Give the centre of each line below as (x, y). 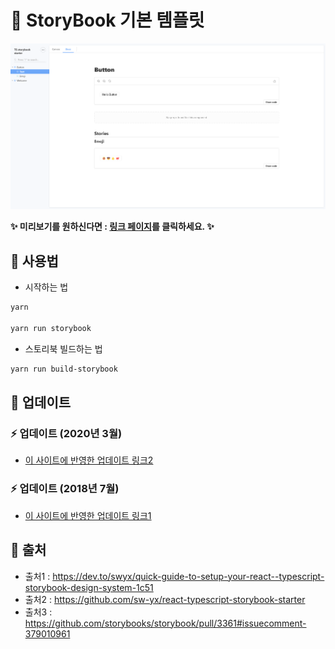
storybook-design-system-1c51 (89, 587)
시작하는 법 (46, 287)
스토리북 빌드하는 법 (63, 348)
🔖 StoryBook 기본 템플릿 (107, 20)
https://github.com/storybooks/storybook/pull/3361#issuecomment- (165, 623)
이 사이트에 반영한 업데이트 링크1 (88, 515)
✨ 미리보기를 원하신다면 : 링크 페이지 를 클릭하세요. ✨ (112, 227)
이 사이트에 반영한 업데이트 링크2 (89, 460)
